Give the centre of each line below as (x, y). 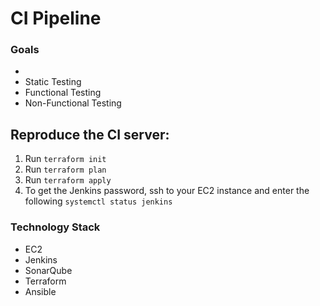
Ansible (40, 291)
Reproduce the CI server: (90, 134)
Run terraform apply (68, 180)
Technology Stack (55, 227)
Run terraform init (65, 159)
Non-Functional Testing (73, 103)
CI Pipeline (56, 18)
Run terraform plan (65, 169)
